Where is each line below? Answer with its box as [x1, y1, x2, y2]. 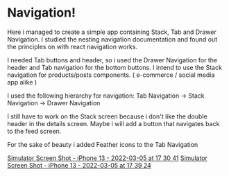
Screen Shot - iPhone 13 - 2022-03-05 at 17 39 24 [7, 161, 151, 169]
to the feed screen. [7, 127, 62, 135]
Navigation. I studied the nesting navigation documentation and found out [7, 35, 217, 43]
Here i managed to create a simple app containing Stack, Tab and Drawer [7, 28, 217, 36]
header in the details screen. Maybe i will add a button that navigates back [7, 119, 220, 127]
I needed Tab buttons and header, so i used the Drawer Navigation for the [7, 55, 218, 64]
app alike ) [7, 78, 37, 86]
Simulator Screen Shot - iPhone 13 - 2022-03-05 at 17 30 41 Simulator [7, 154, 208, 162]
